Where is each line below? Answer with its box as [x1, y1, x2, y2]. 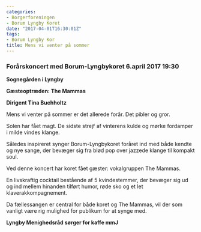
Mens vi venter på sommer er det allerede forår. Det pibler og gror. [6, 111, 171, 118]
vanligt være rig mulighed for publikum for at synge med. [6, 207, 147, 215]
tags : [6, 31, 20, 37]
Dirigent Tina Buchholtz [6, 99, 67, 106]
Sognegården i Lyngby [6, 76, 64, 83]
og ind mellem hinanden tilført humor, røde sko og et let [6, 183, 143, 190]
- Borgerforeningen [6, 14, 55, 20]
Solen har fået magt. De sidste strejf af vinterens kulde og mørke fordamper [6, 123, 193, 130]
